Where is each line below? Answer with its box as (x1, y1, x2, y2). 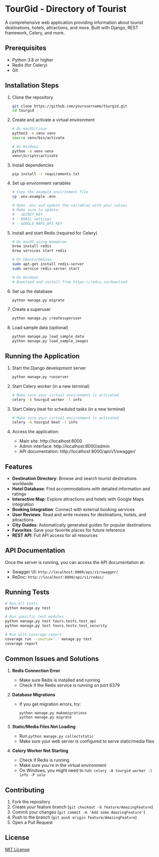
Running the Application (5, 352, 80, 361)
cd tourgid (12, 108, 34, 113)
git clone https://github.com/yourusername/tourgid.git (12, 104, 127, 109)
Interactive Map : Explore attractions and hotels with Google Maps (12, 496, 144, 502)
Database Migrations (12, 692, 56, 697)
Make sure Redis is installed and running (19, 677, 100, 683)
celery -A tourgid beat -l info (12, 420, 78, 425)
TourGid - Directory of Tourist (5, 3, 127, 15)
